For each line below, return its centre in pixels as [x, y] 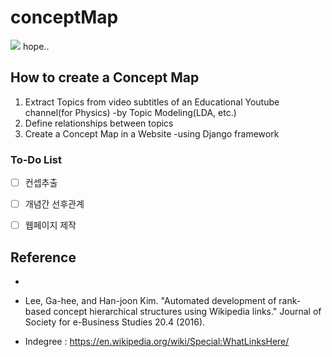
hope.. [36, 46]
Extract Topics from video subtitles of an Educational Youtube [152, 102]
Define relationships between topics [99, 123]
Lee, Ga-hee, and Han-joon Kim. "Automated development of [150, 301]
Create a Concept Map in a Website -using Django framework [152, 133]
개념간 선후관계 [54, 204]
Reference [43, 257]
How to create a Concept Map [105, 77]
